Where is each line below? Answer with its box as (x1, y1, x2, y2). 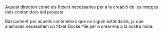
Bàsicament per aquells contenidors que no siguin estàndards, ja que (5, 19, 144, 24)
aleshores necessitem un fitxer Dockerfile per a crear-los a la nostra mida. (5, 23, 154, 29)
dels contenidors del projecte (5, 9, 64, 15)
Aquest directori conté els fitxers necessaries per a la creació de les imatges (5, 4, 159, 10)
